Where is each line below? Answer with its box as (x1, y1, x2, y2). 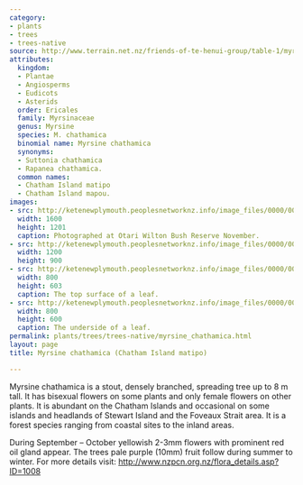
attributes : (9, 55, 54, 64)
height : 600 (17, 315, 63, 325)
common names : (17, 172, 70, 181)
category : (9, 13, 47, 23)
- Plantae (17, 72, 54, 81)
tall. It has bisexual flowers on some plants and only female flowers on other (9, 390, 291, 401)
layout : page (9, 340, 59, 349)
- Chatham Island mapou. (17, 189, 111, 198)
